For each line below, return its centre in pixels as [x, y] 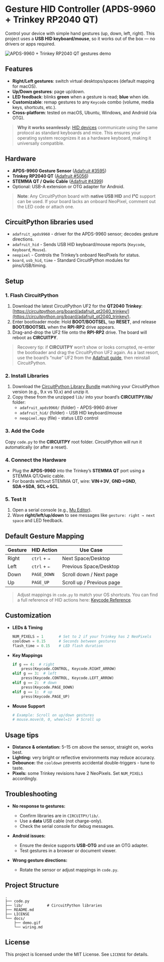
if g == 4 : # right [33, 664]
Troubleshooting [31, 794]
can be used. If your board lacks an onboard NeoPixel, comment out [86, 201]
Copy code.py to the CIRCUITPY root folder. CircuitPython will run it [73, 442]
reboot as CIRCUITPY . [35, 338]
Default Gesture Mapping [45, 536]
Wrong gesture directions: [40, 860]
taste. [18, 768]
